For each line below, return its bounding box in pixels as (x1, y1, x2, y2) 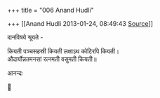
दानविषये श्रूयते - (7, 33, 44, 41)
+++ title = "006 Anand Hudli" (7, 6, 94, 14)
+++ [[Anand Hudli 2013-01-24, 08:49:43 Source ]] (7, 20, 153, 27)
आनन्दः (7, 69, 23, 77)
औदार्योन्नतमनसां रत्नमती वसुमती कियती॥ (7, 55, 97, 63)
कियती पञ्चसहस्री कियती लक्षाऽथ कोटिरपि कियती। (7, 47, 119, 55)
